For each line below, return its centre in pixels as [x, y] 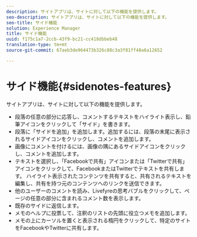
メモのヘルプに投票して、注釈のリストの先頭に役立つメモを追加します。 [102, 213]
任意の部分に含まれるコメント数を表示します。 [87, 198]
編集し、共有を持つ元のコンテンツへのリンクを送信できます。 [90, 183]
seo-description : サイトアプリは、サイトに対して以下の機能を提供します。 [88, 17]
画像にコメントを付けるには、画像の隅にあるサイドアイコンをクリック [100, 146]
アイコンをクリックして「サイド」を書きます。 [77, 124]
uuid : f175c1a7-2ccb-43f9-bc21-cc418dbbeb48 [62, 39]
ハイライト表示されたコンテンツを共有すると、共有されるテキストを [109, 176]
